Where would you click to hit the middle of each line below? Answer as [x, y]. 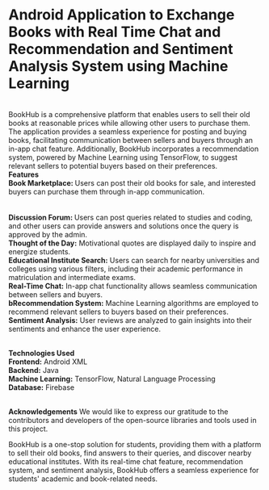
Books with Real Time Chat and [115, 32]
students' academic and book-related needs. [83, 479]
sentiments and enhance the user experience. [85, 329]
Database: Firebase [42, 387]
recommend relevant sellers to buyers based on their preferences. [118, 312]
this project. [28, 429]
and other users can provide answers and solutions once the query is [124, 226]
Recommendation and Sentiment [121, 49]
